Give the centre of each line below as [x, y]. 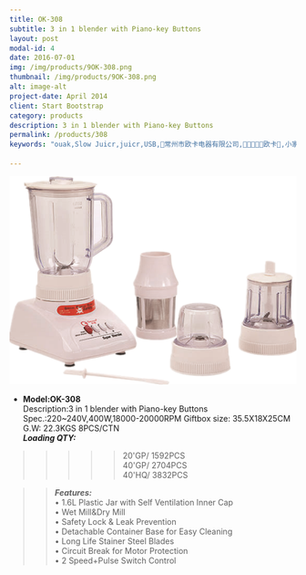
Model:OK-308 [51, 399]
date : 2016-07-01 [42, 58]
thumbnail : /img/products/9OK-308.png [83, 78]
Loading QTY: [49, 437]
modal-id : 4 [32, 48]
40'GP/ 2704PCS [155, 465]
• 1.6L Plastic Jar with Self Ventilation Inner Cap [144, 502]
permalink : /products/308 [58, 135]
